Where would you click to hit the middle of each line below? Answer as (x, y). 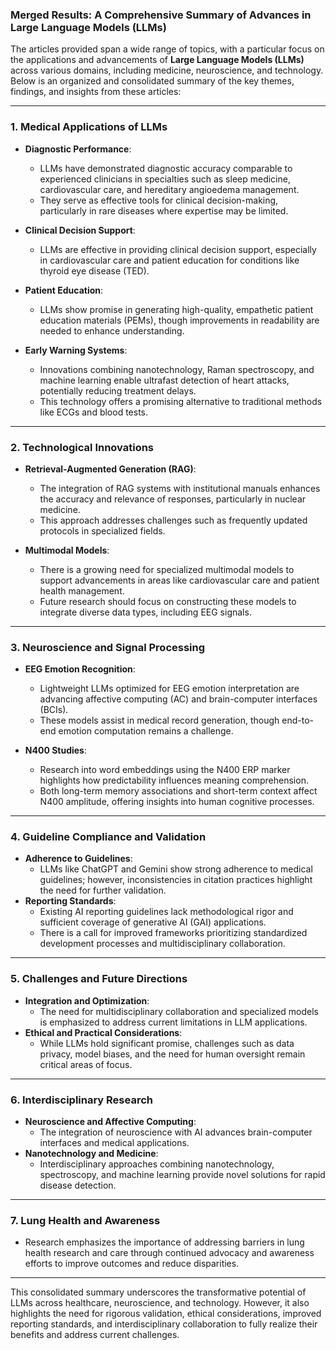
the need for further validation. (103, 890)
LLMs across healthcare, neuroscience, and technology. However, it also (160, 1303)
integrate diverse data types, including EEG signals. (145, 612)
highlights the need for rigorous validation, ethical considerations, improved (166, 1314)
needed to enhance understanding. (112, 330)
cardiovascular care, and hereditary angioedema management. (169, 189)
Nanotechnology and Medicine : (91, 1154)
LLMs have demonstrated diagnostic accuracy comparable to (166, 168)
